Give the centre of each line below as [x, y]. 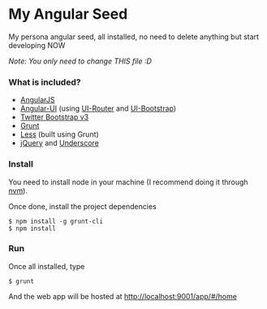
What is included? [45, 82]
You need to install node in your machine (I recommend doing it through [129, 182]
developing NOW [37, 45]
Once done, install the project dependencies [82, 206]
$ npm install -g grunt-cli [56, 221]
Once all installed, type [47, 266]
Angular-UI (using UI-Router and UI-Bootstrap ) [98, 109]
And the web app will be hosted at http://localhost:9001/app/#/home [123, 296]
